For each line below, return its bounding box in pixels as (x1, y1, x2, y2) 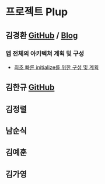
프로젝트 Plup (5, 5, 68, 19)
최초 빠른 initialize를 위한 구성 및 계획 (13, 64, 99, 71)
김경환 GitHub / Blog (5, 30, 78, 40)
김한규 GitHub (5, 82, 55, 92)
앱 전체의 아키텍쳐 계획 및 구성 (5, 49, 85, 57)
